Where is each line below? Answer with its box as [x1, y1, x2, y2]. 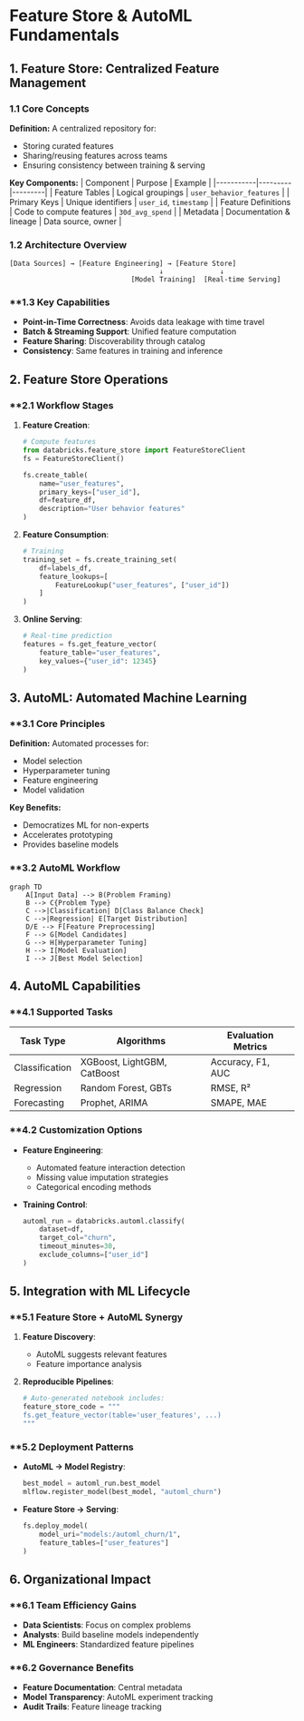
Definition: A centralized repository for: [9, 123, 157, 133]
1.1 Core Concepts [9, 102, 90, 114]
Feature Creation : [22, 419, 90, 431]
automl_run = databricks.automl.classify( [22, 1216, 185, 1225]
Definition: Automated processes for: [9, 738, 149, 749]
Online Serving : [22, 614, 83, 624]
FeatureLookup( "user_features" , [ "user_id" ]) [55, 580, 230, 590]
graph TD [9, 882, 43, 891]
